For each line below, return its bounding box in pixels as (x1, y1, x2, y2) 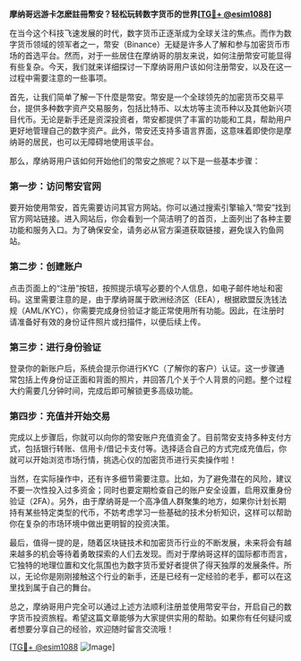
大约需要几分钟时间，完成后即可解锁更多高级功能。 (9, 385, 198, 396)
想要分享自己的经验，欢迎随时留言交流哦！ (16, 623, 175, 635)
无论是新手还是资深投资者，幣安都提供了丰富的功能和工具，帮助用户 (39, 114, 292, 125)
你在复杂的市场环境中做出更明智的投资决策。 (9, 518, 175, 529)
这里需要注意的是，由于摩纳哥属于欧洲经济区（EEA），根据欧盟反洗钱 (24, 293, 279, 304)
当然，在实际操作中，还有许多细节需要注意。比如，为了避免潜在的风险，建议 (9, 474, 292, 484)
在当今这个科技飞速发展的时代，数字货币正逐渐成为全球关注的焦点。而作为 (9, 28, 284, 39)
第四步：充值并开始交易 (9, 410, 110, 422)
